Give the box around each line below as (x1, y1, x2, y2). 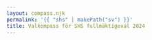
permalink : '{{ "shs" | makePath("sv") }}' (6, 16, 133, 23)
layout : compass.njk (6, 9, 66, 17)
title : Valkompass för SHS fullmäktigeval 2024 (6, 22, 146, 29)
